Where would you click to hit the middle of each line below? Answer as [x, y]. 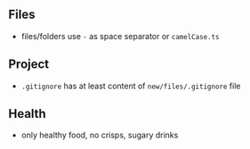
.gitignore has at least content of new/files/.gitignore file [131, 86]
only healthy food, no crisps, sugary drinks [100, 135]
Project [29, 65]
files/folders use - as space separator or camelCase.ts [120, 36]
